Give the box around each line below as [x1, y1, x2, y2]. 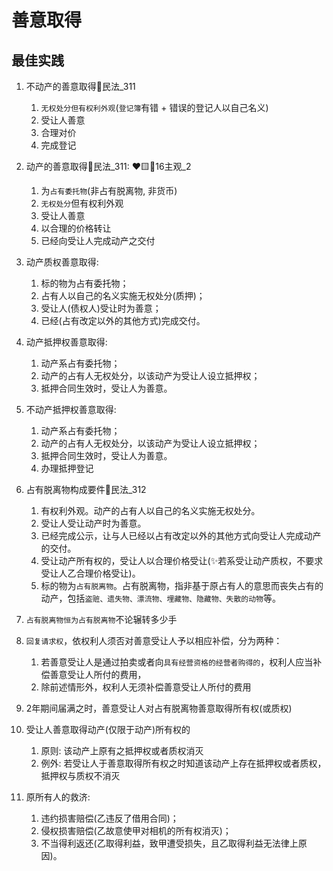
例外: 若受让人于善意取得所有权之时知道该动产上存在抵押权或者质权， [40, 757, 327, 769]
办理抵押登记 [40, 462, 94, 474]
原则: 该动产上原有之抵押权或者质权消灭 [40, 745, 204, 756]
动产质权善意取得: [25, 256, 99, 268]
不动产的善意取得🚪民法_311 [25, 81, 136, 92]
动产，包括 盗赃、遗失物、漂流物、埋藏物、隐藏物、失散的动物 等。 [40, 592, 281, 604]
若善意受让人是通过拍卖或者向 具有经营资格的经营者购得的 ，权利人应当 [40, 656, 314, 668]
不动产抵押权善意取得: [25, 404, 117, 415]
